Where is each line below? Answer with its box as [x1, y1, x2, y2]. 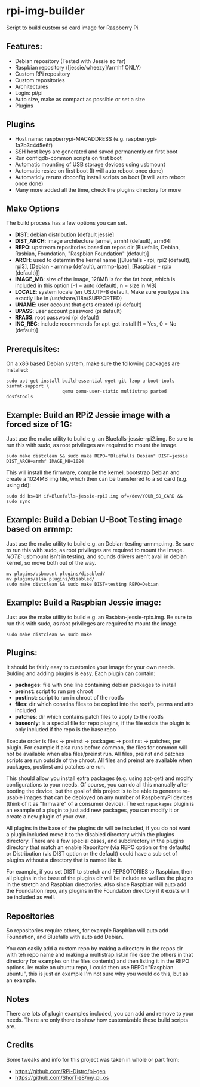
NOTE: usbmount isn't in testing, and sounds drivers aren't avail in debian [6, 553, 187, 560]
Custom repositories [14, 76, 65, 83]
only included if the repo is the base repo [14, 726, 116, 733]
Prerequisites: [6, 344, 60, 354]
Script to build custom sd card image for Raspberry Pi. [6, 24, 140, 31]
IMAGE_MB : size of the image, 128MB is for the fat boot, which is [14, 276, 176, 283]
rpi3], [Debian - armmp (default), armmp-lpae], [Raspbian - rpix [14, 263, 172, 270]
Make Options [6, 203, 60, 213]
